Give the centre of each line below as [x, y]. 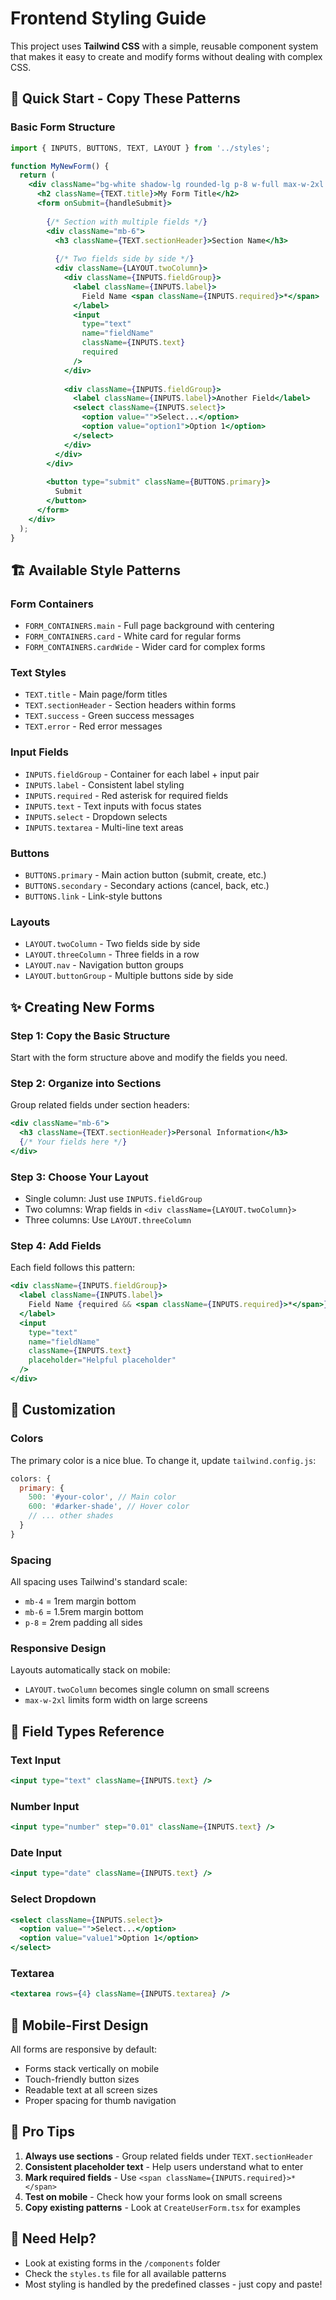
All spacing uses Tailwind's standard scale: [99, 1582]
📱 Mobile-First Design [79, 2025]
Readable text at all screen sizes [91, 2090]
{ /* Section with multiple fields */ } [127, 222]
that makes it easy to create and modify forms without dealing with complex [166, 56]
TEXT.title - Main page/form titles [96, 694]
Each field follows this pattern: [73, 1268]
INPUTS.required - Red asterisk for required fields [126, 795]
